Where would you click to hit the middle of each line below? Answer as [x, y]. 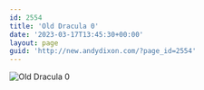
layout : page [34, 43]
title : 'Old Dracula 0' [54, 26]
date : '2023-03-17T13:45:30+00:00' [77, 34]
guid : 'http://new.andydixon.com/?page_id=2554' [103, 51]
